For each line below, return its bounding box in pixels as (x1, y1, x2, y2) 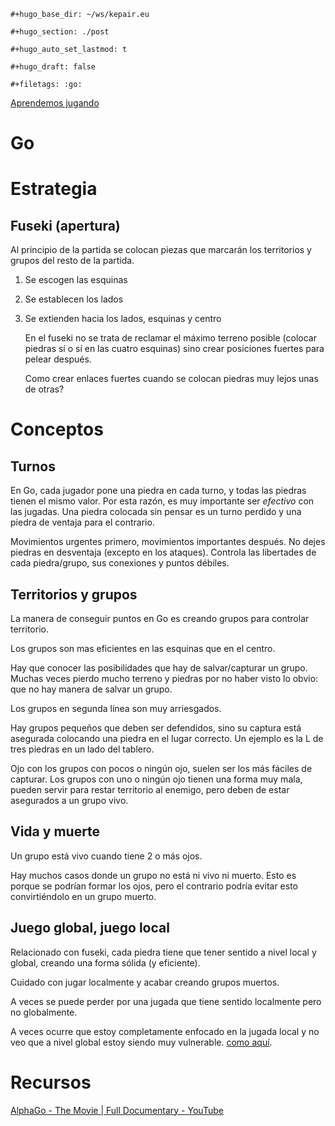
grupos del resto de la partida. (10, 255, 135, 267)
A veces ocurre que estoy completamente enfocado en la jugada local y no (10, 1025, 320, 1037)
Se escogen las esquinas (24, 274, 128, 286)
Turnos (10, 458, 56, 475)
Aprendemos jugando (10, 97, 100, 109)
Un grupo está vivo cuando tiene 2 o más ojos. (10, 850, 203, 862)
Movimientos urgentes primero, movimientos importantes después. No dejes (10, 536, 326, 548)
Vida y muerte (10, 823, 101, 840)
